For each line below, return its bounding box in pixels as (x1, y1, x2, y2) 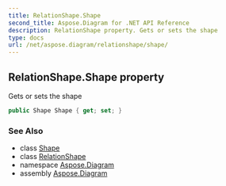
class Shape (19, 143, 60, 153)
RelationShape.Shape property (8, 70, 165, 84)
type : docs (8, 33, 44, 42)
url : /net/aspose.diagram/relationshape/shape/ (8, 41, 169, 49)
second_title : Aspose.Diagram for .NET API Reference (8, 19, 190, 27)
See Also (8, 125, 44, 136)
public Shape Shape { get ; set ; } (8, 106, 123, 115)
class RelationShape (19, 152, 86, 161)
